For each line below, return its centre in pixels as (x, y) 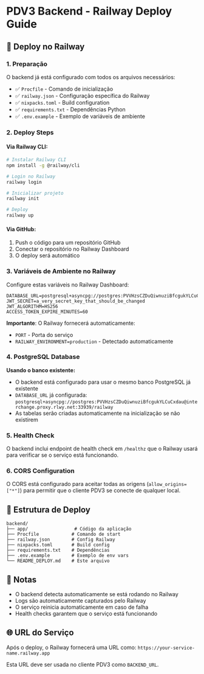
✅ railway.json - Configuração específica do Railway (82, 96)
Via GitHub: (21, 229)
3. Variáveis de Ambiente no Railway (61, 271)
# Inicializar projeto (35, 193)
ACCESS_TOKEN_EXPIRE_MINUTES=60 (47, 311)
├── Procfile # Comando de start (63, 534)
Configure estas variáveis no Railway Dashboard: (68, 285)
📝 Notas (22, 579)
